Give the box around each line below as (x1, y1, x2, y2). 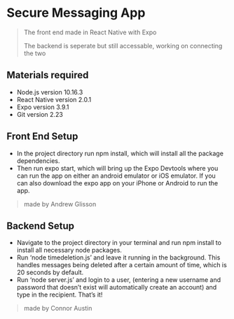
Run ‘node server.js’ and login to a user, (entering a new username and (16, 276, 221, 284)
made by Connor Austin (23, 304, 92, 313)
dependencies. (16, 156, 60, 165)
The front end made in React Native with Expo (23, 28, 157, 36)
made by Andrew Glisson (23, 199, 97, 208)
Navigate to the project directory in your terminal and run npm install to (16, 239, 222, 247)
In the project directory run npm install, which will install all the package (16, 149, 223, 157)
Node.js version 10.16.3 (16, 87, 83, 96)
